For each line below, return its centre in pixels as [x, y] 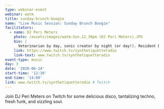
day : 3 [12, 64]
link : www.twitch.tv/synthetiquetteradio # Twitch [58, 82]
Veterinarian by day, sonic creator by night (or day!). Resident [87, 46]
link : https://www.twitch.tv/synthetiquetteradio [65, 50]
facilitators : [20, 28]
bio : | [20, 42]
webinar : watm [20, 14]
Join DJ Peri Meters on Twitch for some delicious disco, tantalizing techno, [80, 96]
